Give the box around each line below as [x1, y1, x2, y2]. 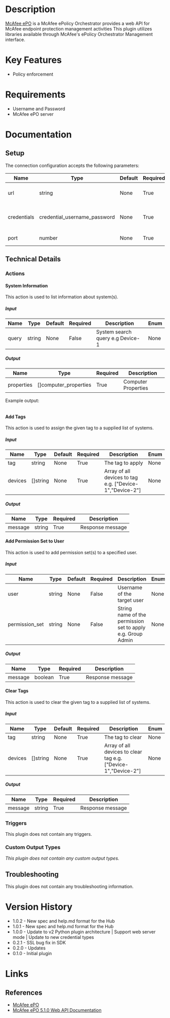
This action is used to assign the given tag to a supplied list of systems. [5, 425, 154, 431]
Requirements [5, 89, 66, 100]
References [5, 988, 42, 997]
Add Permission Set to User [5, 538, 64, 544]
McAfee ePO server [12, 111, 54, 117]
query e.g [96, 335, 119, 342]
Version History [5, 901, 72, 913]
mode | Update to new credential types [12, 934, 95, 940]
